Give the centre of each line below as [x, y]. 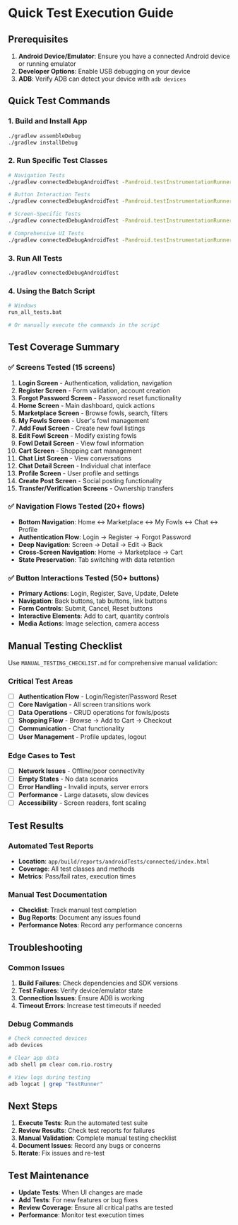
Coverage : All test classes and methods [76, 869]
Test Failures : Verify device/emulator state [81, 990]
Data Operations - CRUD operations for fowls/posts [94, 713]
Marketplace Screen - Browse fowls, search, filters [93, 413]
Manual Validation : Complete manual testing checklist [97, 1138]
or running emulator [47, 64]
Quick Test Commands [59, 101]
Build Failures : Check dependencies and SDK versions [98, 983]
